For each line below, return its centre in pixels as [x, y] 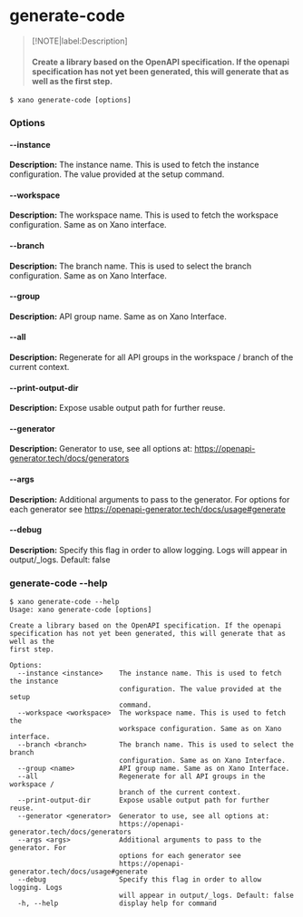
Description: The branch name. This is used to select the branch [131, 266]
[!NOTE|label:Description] [80, 41]
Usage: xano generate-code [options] [81, 610]
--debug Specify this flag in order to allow [139, 880]
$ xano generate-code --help [64, 602]
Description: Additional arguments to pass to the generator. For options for [150, 499]
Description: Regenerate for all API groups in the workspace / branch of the [151, 357]
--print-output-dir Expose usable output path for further [144, 800]
